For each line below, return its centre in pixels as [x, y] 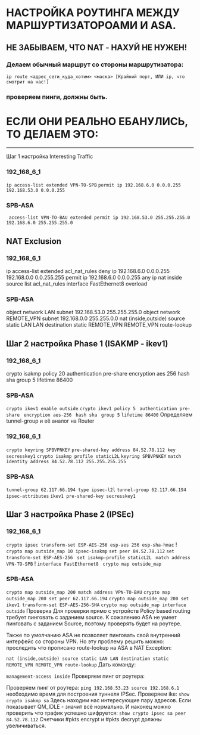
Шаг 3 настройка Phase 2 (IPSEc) [70, 515]
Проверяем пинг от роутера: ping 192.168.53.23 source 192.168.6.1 [93, 687]
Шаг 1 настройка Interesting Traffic [50, 156]
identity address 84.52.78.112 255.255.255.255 [66, 461]
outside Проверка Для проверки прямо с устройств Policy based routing [98, 610]
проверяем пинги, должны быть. [57, 97]
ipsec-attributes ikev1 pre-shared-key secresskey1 [71, 496]
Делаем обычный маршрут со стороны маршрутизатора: [95, 64]
